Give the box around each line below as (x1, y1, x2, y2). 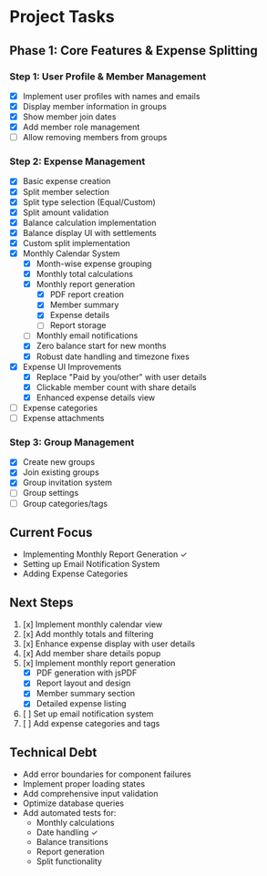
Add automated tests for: (22, 808, 117, 819)
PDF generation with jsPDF (36, 667, 138, 678)
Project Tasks (9, 6, 116, 27)
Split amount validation (22, 207, 109, 218)
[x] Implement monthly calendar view (22, 619, 163, 630)
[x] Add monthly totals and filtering (22, 629, 154, 640)
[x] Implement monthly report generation (22, 658, 176, 669)
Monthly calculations (36, 818, 115, 829)
